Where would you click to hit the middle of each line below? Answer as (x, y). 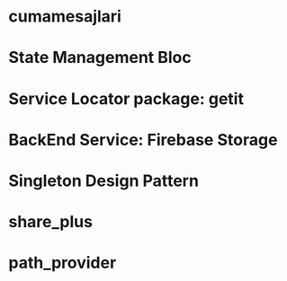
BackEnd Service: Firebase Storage (143, 140)
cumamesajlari (65, 17)
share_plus (51, 222)
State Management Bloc (100, 58)
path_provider (63, 263)
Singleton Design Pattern (104, 180)
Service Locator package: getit (126, 98)
